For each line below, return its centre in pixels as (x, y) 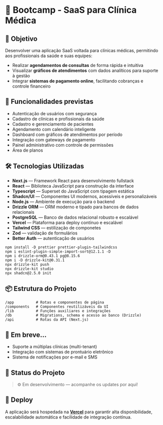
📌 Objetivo (21, 39)
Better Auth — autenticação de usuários (53, 238)
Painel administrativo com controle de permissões (63, 145)
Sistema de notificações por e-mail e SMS (55, 357)
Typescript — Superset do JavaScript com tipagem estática (73, 191)
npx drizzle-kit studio (29, 269)
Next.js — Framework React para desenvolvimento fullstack (73, 180)
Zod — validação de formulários (45, 233)
